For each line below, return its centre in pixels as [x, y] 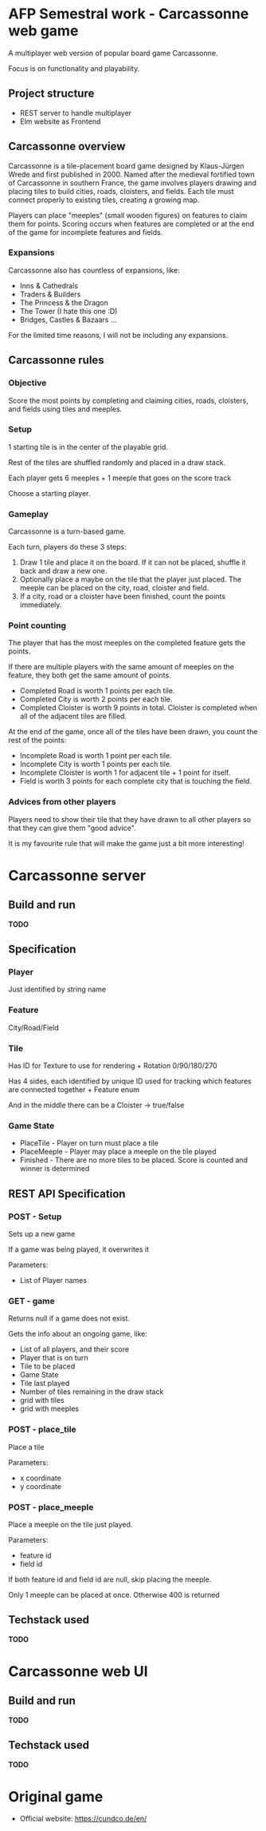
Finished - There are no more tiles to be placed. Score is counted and [134, 1160]
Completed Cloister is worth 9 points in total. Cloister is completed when [138, 708]
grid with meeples [49, 1409]
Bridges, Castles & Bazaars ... [68, 320]
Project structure [51, 94]
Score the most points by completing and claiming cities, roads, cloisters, [128, 400]
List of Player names [53, 1280]
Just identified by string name [57, 989]
